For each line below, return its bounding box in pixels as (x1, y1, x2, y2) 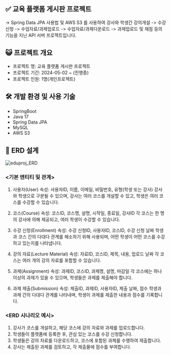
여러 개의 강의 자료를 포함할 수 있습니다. (22, 257, 102, 263)
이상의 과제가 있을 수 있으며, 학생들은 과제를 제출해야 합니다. (12, 274, 133, 280)
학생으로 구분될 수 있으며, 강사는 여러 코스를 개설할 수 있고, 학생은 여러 (18, 193, 158, 199)
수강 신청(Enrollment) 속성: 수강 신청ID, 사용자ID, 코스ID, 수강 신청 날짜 (12, 227, 154, 233)
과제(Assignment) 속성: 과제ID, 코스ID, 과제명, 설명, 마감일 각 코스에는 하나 (12, 268, 162, 274)
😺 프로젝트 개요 (5, 49, 53, 57)
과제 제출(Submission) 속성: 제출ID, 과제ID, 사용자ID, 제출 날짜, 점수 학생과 (12, 285, 162, 291)
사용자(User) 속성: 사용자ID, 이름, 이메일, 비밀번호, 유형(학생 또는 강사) (12, 186, 153, 193)
